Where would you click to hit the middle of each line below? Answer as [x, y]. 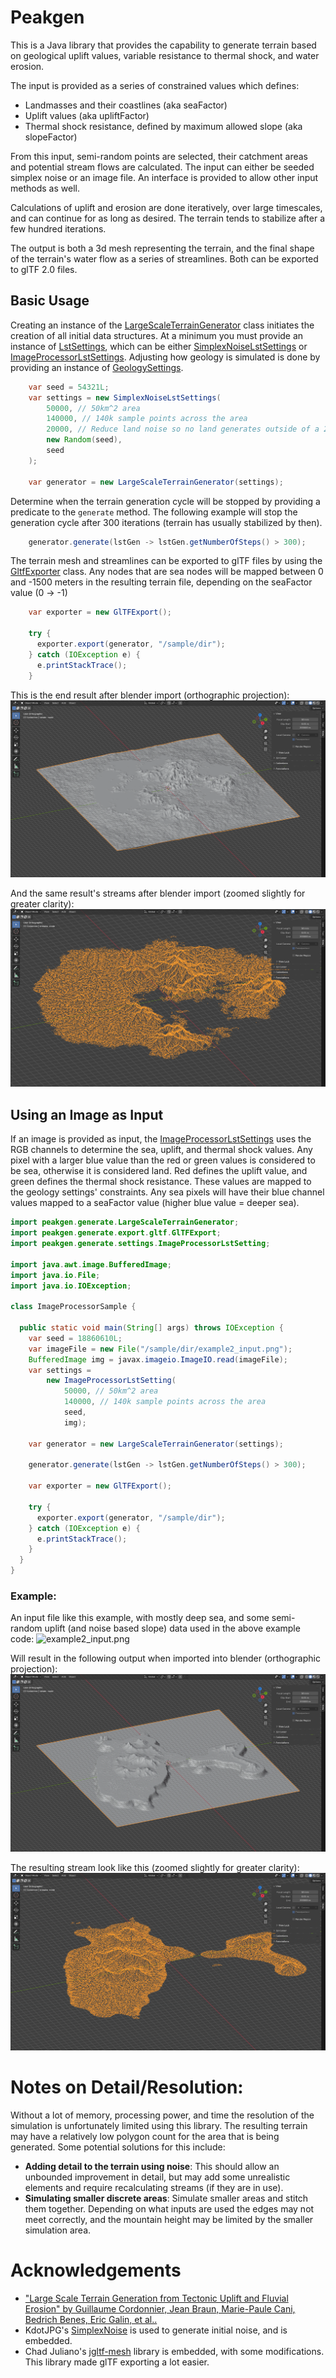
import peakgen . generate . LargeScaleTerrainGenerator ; [125, 1222]
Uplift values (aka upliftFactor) [87, 115]
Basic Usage [50, 301]
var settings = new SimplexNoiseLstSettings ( [125, 397]
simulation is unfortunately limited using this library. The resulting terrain [159, 2126]
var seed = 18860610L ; [75, 1338]
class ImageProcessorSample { [73, 1307]
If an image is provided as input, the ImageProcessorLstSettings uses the [161, 1139]
